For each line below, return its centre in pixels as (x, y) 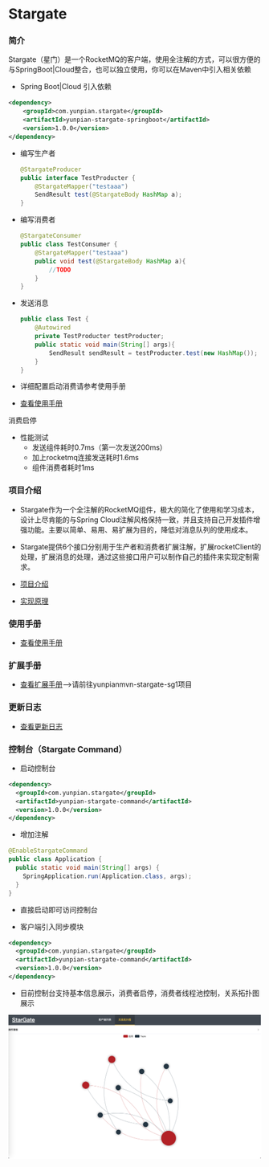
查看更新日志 (41, 726)
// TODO (60, 270)
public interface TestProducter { (77, 177)
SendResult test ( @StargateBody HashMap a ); (109, 195)
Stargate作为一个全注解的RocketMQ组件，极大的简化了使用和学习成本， (139, 509)
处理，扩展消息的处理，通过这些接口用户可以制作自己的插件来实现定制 (136, 557)
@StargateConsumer (51, 236)
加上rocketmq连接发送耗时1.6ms (85, 458)
